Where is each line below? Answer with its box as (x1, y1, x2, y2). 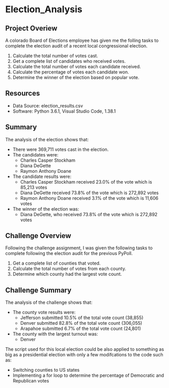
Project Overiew (5, 24, 58, 33)
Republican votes (12, 378, 49, 384)
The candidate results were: (12, 173, 72, 179)
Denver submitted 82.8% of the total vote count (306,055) (20, 320, 143, 326)
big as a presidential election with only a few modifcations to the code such (5, 352, 164, 358)
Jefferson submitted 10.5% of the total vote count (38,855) (20, 315, 144, 321)
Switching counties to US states (12, 367, 80, 373)
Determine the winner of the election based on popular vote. (12, 74, 139, 80)
